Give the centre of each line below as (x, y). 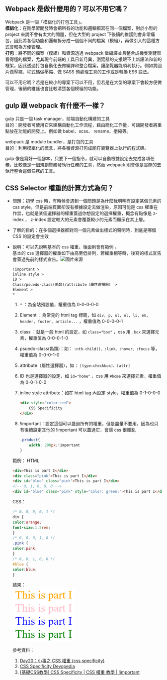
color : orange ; (27, 522)
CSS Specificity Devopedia (47, 667)
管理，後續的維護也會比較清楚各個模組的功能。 (53, 88)
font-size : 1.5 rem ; (31, 527)
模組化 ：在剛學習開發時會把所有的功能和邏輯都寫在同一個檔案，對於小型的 (81, 28)
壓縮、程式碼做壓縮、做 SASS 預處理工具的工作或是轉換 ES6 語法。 (83, 72)
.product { (30, 440)
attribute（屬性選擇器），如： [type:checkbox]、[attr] (75, 365)
